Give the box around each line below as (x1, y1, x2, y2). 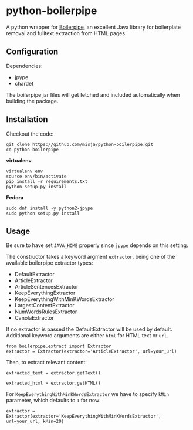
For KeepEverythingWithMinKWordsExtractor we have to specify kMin (6, 391, 169, 398)
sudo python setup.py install (6, 210, 80, 216)
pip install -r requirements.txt (6, 178, 88, 184)
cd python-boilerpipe (6, 147, 59, 153)
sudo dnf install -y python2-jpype (6, 205, 93, 211)
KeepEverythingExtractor (14, 289, 76, 297)
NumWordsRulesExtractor (14, 308, 77, 315)
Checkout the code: (6, 130, 54, 137)
